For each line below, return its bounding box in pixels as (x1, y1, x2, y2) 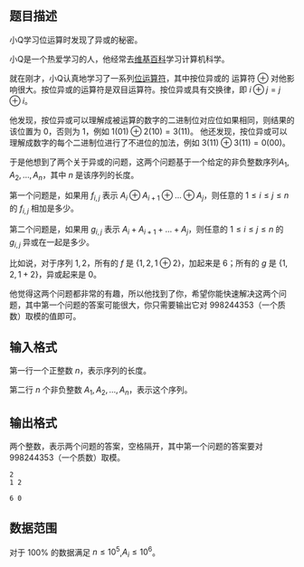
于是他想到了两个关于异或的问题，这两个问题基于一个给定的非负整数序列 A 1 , (9, 156, 290, 169)
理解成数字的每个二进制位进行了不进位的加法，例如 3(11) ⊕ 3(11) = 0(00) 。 (9, 137, 291, 147)
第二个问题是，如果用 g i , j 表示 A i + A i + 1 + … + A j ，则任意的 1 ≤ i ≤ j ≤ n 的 (9, 224, 284, 237)
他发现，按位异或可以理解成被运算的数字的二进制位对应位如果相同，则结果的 (9, 114, 295, 125)
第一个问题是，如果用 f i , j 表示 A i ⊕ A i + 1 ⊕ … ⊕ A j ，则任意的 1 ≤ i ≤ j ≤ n (9, 190, 290, 203)
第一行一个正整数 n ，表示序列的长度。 (9, 365, 152, 376)
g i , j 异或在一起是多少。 (9, 236, 95, 250)
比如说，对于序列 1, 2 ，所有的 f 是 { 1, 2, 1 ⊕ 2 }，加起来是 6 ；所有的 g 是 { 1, (9, 257, 288, 269)
